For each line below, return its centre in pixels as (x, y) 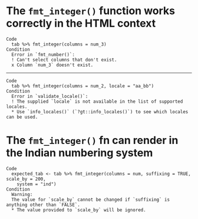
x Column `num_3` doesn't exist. (52, 65)
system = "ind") (37, 184)
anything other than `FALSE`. (43, 205)
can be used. (22, 117)
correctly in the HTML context (81, 23)
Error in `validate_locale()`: (50, 96)
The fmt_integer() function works (91, 11)
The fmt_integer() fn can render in (92, 140)
